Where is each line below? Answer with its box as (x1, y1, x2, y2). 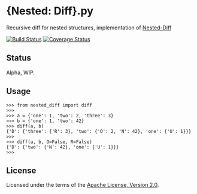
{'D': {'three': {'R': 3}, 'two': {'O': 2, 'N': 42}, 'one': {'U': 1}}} (6, 128, 192, 134)
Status (6, 53, 32, 63)
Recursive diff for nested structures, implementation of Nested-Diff (6, 24, 172, 31)
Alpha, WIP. (6, 69, 35, 76)
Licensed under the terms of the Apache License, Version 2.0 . (6, 181, 159, 189)
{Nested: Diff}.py (6, 4, 94, 18)
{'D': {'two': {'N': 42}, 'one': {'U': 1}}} (6, 144, 119, 150)
